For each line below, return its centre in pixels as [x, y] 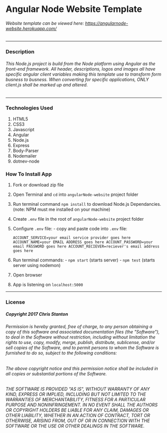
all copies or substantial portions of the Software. [56, 373]
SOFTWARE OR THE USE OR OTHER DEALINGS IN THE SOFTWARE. [75, 426]
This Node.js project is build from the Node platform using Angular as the [81, 64]
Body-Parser [26, 151]
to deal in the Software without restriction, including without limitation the [81, 337]
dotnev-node [26, 161]
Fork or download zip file [38, 185]
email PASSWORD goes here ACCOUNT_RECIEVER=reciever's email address [86, 247]
